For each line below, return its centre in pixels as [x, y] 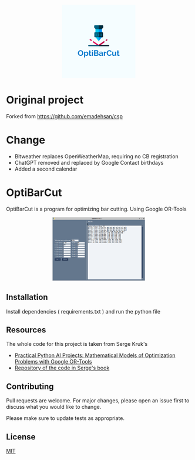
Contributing [30, 386]
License [21, 437]
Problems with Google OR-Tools [53, 362]
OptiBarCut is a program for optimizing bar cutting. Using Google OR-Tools [96, 209]
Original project [45, 100]
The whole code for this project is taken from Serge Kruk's [77, 344]
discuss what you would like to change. [54, 407]
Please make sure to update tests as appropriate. [65, 418]
